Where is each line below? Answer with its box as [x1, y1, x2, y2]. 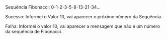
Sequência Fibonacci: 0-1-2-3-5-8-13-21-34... [5, 4, 101, 10]
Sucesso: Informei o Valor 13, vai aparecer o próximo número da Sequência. [5, 14, 162, 19]
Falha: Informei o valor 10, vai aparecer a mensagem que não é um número [5, 23, 160, 29]
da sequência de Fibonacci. [5, 29, 63, 34]
